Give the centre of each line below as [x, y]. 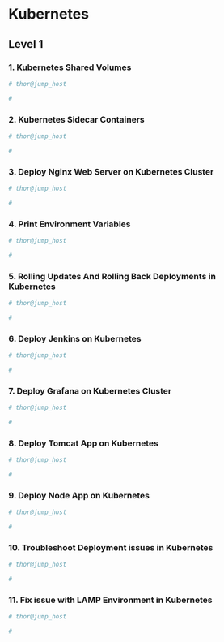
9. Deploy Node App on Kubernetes [79, 495]
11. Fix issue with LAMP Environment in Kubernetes [110, 600]
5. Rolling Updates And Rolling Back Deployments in [112, 276]
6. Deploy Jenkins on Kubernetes [75, 338]
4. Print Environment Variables [70, 224]
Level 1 [26, 44]
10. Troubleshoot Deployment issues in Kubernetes [111, 547]
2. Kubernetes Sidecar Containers [77, 119]
